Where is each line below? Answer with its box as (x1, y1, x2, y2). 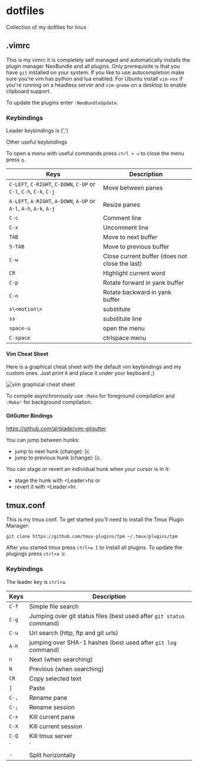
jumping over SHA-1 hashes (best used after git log (29, 638, 177, 646)
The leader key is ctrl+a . (6, 578, 67, 585)
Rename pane (29, 693, 68, 702)
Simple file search (29, 602, 79, 610)
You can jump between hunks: (6, 437, 80, 444)
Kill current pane (29, 712, 75, 720)
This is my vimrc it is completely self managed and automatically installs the (6, 56, 190, 63)
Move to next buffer (103, 233, 158, 241)
